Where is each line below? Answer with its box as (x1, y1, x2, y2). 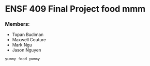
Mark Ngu (12, 42, 32, 48)
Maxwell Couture (12, 37, 46, 43)
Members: (5, 21, 30, 28)
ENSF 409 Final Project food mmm (5, 3, 146, 15)
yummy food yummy (5, 57, 40, 62)
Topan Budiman (12, 32, 44, 37)
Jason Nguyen (12, 47, 42, 53)
